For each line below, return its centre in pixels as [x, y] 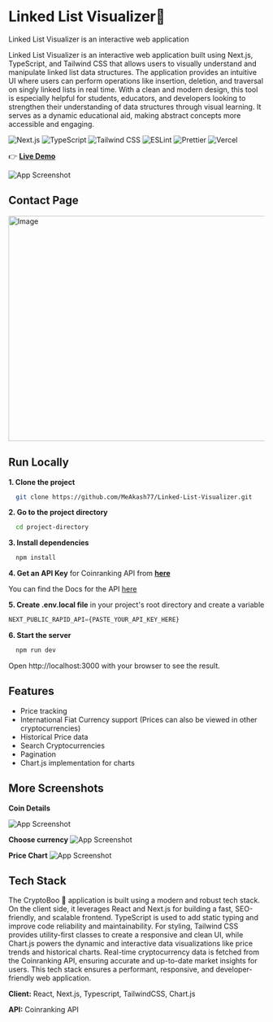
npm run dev [36, 650]
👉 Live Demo [32, 156]
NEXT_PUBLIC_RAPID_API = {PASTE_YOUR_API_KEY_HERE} [94, 620]
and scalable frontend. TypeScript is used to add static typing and [148, 918]
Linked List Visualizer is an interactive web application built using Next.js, [131, 55]
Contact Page [43, 201]
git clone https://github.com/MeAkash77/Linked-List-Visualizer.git [134, 497]
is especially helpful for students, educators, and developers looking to [127, 98]
